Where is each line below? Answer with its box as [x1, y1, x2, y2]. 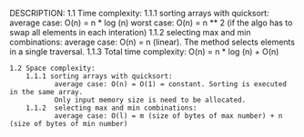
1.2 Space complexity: [9, 64, 96, 73]
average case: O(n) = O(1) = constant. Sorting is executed [54, 80, 287, 89]
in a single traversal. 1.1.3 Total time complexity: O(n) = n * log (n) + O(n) [9, 46, 279, 57]
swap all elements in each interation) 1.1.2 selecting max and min [9, 27, 251, 37]
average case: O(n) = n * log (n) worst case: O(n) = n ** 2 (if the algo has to [9, 17, 293, 28]
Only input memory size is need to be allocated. [54, 95, 247, 104]
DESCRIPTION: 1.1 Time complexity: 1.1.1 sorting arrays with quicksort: [9, 8, 270, 18]
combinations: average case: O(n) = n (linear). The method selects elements [9, 36, 296, 47]
